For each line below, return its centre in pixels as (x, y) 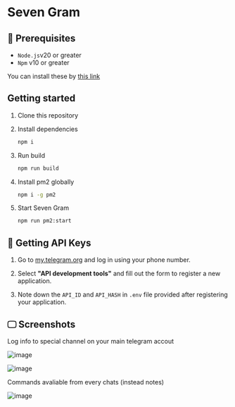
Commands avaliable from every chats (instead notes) (85, 382)
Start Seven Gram (43, 208)
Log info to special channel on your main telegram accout (91, 341)
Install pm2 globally (46, 182)
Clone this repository (48, 115)
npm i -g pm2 (37, 194)
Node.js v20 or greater (50, 55)
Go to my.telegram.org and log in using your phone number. (104, 260)
